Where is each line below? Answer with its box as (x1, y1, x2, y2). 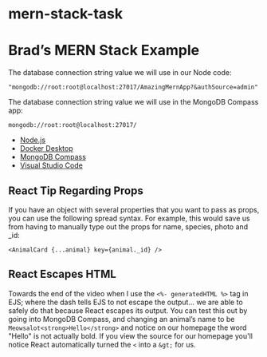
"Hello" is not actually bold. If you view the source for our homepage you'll (8, 331, 253, 340)
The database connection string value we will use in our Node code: (8, 68, 232, 77)
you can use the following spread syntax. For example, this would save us (8, 213, 250, 223)
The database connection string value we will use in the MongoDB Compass (8, 97, 259, 107)
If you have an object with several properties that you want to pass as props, (8, 204, 260, 214)
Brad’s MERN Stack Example (8, 42, 200, 60)
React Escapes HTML (8, 268, 117, 281)
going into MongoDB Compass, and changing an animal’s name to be (8, 314, 235, 323)
